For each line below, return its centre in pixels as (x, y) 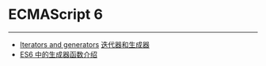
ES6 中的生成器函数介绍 (58, 54)
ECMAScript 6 (55, 15)
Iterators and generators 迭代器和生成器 (85, 44)
